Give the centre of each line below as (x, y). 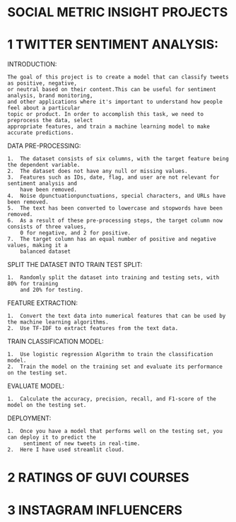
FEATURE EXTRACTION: (42, 303)
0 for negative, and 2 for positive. (76, 233)
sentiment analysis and (42, 184)
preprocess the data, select (50, 121)
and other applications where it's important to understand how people (115, 102)
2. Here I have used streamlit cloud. (66, 450)
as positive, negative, (42, 83)
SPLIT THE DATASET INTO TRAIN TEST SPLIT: (75, 265)
